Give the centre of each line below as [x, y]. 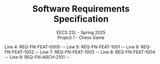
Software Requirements [81, 9]
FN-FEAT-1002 [19, 52]
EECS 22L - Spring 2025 [81, 32]
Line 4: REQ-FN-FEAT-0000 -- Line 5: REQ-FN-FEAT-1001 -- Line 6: [72, 47]
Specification [81, 19]
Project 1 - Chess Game [81, 38]
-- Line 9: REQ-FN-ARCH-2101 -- [37, 57]
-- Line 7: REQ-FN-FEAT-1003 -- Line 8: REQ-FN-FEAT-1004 [95, 52]
